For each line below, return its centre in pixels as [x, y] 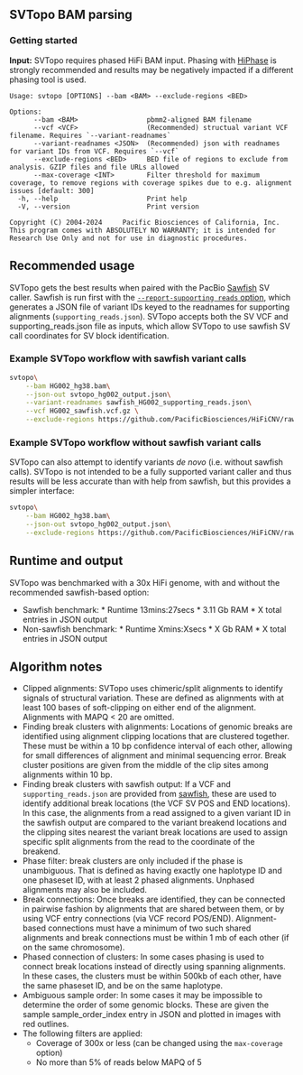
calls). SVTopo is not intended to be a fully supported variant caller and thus [151, 472]
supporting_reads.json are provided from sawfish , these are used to [149, 794]
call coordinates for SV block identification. [89, 335]
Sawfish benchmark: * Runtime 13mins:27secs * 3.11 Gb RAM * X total [152, 609]
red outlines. [46, 1024]
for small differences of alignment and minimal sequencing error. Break [154, 755]
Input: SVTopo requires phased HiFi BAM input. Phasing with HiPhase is [143, 60]
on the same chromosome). [73, 948]
